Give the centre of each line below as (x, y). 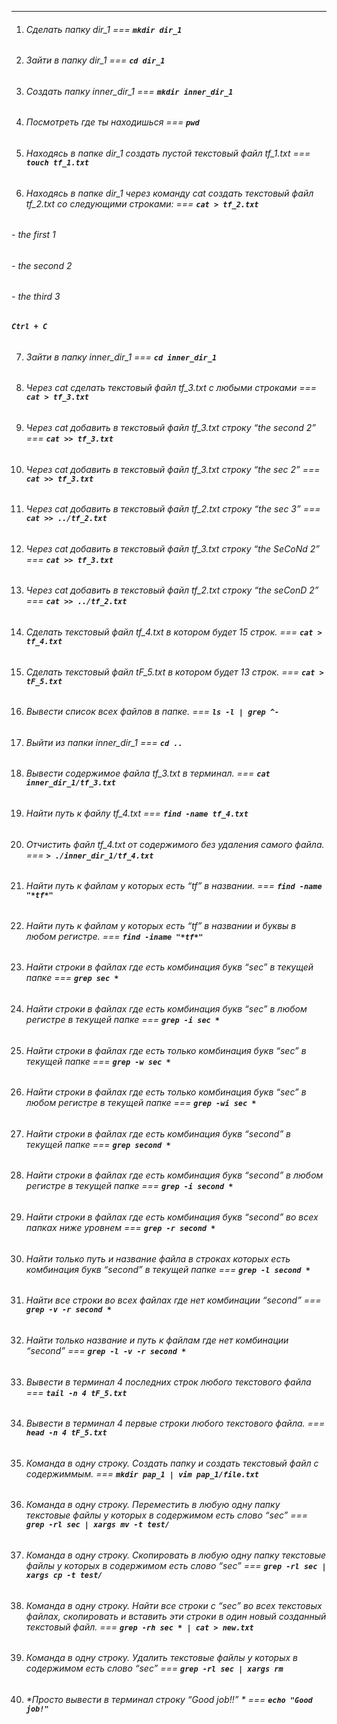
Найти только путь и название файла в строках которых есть (158, 1258)
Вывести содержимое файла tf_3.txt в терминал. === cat (148, 773)
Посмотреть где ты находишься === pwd (112, 122)
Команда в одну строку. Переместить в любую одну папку (153, 1505)
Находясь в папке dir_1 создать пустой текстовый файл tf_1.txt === (168, 153)
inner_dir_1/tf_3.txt (70, 783)
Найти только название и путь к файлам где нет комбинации (157, 1340)
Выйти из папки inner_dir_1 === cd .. (104, 742)
